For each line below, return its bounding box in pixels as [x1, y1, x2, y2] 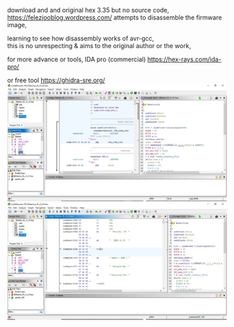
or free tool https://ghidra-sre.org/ [7, 76, 106, 84]
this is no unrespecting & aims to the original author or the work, [7, 42, 192, 50]
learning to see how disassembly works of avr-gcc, [7, 34, 155, 43]
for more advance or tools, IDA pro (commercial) [7, 55, 146, 63]
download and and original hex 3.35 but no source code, [7, 6, 169, 14]
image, [7, 21, 27, 29]
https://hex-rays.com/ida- [147, 55, 221, 63]
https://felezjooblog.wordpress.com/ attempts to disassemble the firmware [7, 13, 222, 22]
